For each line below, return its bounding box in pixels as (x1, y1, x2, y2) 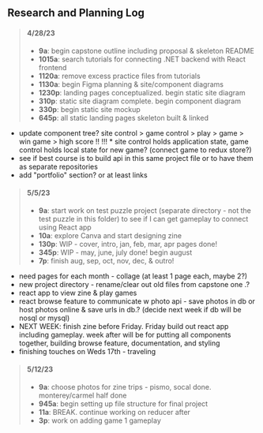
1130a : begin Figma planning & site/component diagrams (38, 79, 224, 89)
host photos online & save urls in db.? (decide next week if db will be (18, 304, 242, 314)
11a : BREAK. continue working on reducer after (38, 408, 191, 416)
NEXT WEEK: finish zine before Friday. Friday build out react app (18, 321, 229, 330)
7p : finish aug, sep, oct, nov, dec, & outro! (38, 256, 175, 265)
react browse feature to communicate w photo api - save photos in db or (18, 296, 256, 306)
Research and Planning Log (7, 6, 145, 20)
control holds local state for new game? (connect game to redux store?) (18, 145, 252, 155)
